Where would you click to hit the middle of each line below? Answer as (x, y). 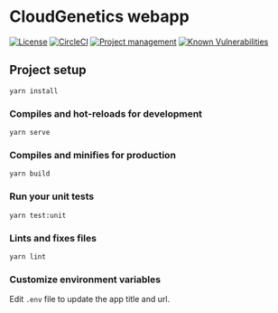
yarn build (30, 174)
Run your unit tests (52, 196)
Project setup (48, 70)
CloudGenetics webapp (99, 17)
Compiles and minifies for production (93, 155)
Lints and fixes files (53, 238)
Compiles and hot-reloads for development (106, 113)
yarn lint (28, 256)
